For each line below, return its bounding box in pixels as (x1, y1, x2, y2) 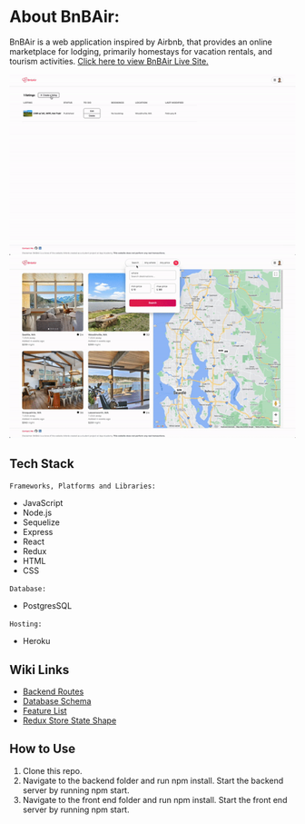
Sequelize (22, 517, 61, 528)
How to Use (9, 741, 76, 757)
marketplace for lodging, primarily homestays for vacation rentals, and (9, 45, 272, 56)
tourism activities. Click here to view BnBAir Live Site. (9, 55, 209, 66)
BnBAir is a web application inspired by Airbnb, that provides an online (9, 36, 272, 47)
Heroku (22, 636, 51, 647)
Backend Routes (22, 686, 84, 697)
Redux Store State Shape (22, 715, 117, 726)
